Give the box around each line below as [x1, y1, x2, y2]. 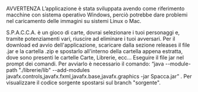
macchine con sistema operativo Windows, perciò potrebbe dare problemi [6, 11, 188, 18]
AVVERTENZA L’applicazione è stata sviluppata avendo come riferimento [6, 5, 185, 12]
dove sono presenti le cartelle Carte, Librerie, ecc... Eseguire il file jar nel [6, 54, 184, 61]
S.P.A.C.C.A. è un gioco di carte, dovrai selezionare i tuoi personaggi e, [6, 29, 180, 36]
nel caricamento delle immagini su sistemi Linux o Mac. [6, 18, 142, 24]
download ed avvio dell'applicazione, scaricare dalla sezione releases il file [6, 41, 190, 48]
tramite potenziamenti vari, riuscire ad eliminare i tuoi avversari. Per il [6, 35, 175, 42]
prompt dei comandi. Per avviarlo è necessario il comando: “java [6, 60, 165, 67]
